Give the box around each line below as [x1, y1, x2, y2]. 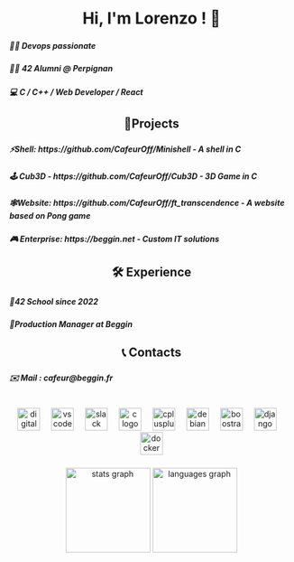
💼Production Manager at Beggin [9, 318, 133, 329]
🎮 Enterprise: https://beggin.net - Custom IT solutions [9, 234, 219, 245]
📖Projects [123, 117, 180, 132]
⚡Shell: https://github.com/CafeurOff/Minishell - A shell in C [9, 144, 242, 155]
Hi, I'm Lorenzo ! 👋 [82, 8, 221, 29]
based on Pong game [9, 210, 91, 220]
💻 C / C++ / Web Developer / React [9, 86, 144, 98]
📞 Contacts [121, 345, 182, 361]
